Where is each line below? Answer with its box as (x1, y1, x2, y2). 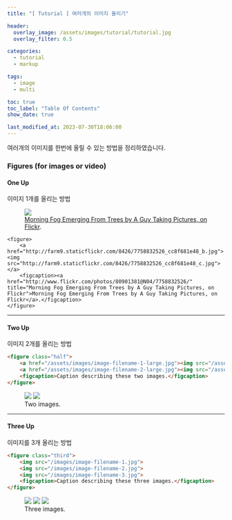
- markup (13, 61, 39, 68)
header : (7, 22, 30, 30)
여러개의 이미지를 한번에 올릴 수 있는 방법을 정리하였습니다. (7, 144, 166, 152)
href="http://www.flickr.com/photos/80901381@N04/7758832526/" (7, 278, 193, 285)
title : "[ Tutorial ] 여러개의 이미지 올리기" (7, 10, 129, 17)
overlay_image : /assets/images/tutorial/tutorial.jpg (13, 29, 171, 36)
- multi (13, 86, 36, 93)
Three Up (7, 422, 35, 430)
